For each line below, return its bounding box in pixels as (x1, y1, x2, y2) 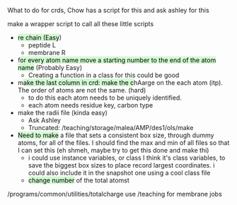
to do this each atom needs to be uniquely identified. (28, 93, 182, 102)
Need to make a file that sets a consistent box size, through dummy (17, 131, 214, 139)
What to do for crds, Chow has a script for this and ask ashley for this (7, 6, 210, 14)
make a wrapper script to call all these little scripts (7, 20, 154, 28)
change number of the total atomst (28, 176, 129, 184)
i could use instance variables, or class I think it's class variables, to (28, 153, 226, 162)
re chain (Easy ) (17, 33, 62, 42)
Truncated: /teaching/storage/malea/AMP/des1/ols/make (28, 124, 194, 131)
